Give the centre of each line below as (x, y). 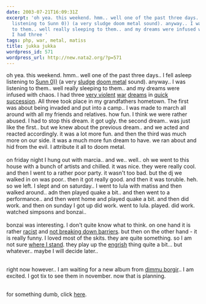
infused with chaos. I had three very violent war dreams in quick (87, 94)
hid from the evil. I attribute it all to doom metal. (66, 146)
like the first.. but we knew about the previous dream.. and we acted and (97, 127)
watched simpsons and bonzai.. (47, 211)
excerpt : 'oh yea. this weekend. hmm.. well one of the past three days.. (104, 18)
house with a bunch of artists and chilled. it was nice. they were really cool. (101, 166)
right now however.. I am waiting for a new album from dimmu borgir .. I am (100, 269)
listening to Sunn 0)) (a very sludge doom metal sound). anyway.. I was (96, 82)
